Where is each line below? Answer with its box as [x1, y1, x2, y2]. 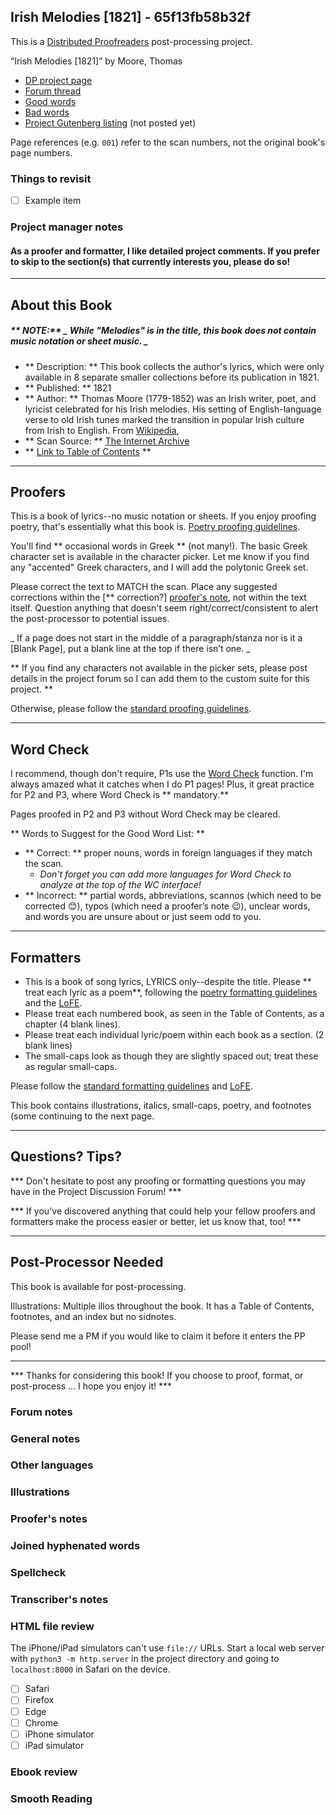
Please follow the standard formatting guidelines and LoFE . [10, 1080, 253, 1092]
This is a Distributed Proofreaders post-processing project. [10, 35, 253, 47]
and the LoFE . [24, 997, 83, 1009]
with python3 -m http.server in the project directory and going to [10, 1653, 280, 1665]
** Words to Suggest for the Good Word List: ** [10, 828, 206, 840]
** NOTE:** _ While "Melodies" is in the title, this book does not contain [10, 325, 317, 337]
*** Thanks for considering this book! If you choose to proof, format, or [10, 1369, 304, 1381]
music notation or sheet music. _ [10, 335, 149, 347]
